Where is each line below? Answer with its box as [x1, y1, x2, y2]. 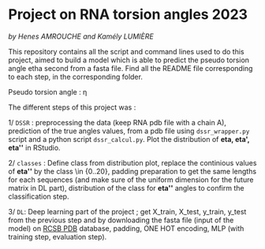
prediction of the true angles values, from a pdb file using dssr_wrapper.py [8, 126, 250, 136]
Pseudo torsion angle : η [8, 87, 88, 96]
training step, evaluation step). [8, 232, 107, 241]
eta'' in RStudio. [8, 143, 61, 152]
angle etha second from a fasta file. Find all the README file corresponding [8, 63, 253, 72]
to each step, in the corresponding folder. [8, 72, 144, 81]
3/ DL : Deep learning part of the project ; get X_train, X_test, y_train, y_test [8, 206, 247, 216]
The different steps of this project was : [8, 102, 136, 112]
